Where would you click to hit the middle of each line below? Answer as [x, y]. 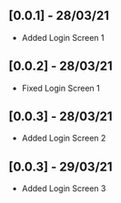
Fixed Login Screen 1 [61, 88]
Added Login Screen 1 [63, 37]
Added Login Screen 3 [64, 188]
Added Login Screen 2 [64, 138]
